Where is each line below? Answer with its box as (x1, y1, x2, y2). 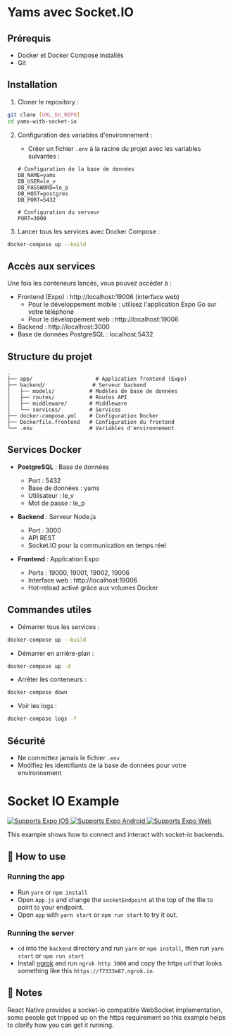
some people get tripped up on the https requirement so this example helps (7, 1013, 227, 1021)
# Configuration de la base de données (17, 165, 135, 173)
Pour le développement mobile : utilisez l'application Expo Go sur (27, 300, 217, 309)
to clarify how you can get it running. (7, 1020, 114, 1029)
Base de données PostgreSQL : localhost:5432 (17, 330, 153, 339)
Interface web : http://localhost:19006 (27, 575, 138, 584)
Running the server (7, 928, 75, 938)
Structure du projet (7, 351, 93, 362)
